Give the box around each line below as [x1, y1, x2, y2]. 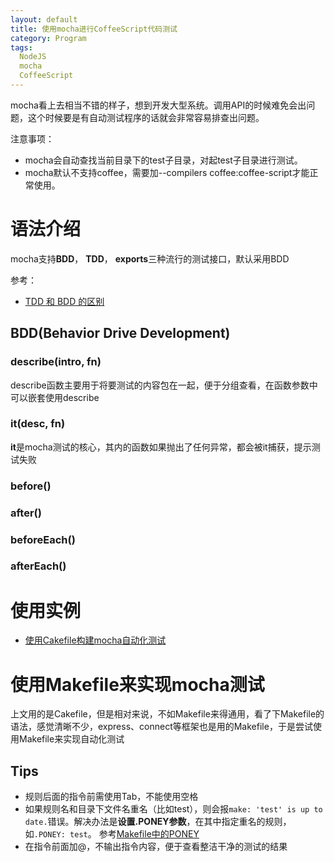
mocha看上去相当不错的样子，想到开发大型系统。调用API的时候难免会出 [10, 99, 307, 111]
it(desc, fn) [10, 417, 66, 431]
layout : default [10, 14, 78, 25]
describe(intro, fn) [10, 355, 102, 369]
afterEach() [10, 559, 67, 573]
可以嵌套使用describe [10, 391, 100, 403]
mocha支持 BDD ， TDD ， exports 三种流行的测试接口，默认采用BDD [10, 252, 290, 265]
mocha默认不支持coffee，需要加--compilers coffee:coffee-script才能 [24, 166, 310, 178]
